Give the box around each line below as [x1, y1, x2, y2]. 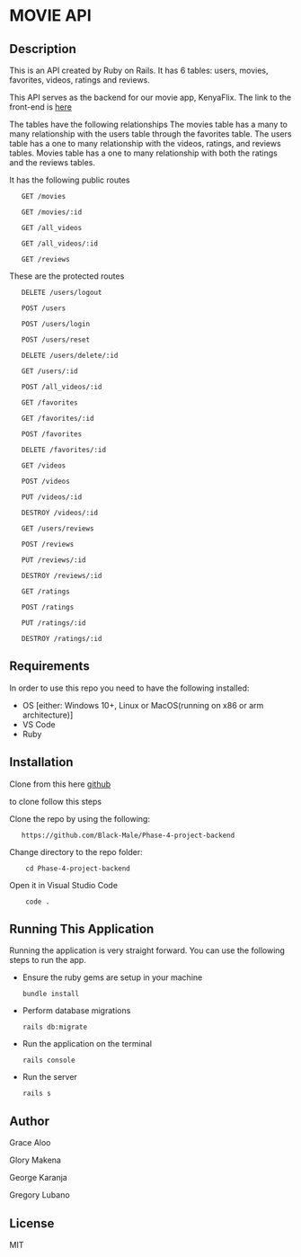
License [9, 1216, 55, 1231]
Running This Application [9, 922, 155, 937]
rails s [22, 1089, 51, 1098]
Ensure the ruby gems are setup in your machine [22, 972, 203, 983]
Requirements [9, 658, 90, 674]
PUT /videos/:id [21, 493, 83, 502]
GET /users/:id [21, 367, 78, 376]
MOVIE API [9, 5, 92, 26]
